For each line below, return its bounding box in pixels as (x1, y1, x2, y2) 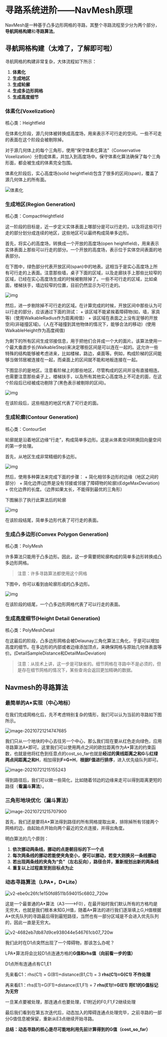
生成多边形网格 (12, 88, 43, 94)
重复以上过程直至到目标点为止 (12, 865, 74, 871)
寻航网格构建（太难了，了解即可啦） (5, 44, 116, 53)
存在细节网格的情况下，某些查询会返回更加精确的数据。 (21, 667, 135, 673)
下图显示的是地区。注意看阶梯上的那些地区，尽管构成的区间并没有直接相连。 (5, 367, 162, 373)
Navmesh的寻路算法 (5, 683, 68, 691)
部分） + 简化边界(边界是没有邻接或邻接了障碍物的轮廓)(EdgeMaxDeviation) (5, 480, 160, 486)
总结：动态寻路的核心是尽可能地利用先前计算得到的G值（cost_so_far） (5, 1026, 151, 1032)
